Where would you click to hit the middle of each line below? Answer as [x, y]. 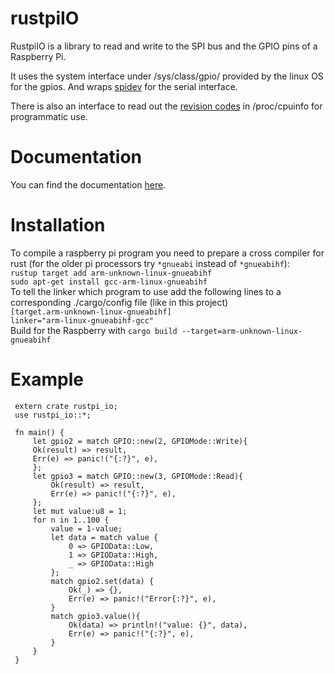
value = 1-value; [86, 528]
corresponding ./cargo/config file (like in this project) [119, 302]
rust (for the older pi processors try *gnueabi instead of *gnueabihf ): [150, 263]
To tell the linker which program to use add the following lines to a [146, 291]
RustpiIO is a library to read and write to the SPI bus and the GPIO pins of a [164, 46]
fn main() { [39, 432]
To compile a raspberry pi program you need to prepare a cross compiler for [167, 253]
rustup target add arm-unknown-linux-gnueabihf [111, 273]
